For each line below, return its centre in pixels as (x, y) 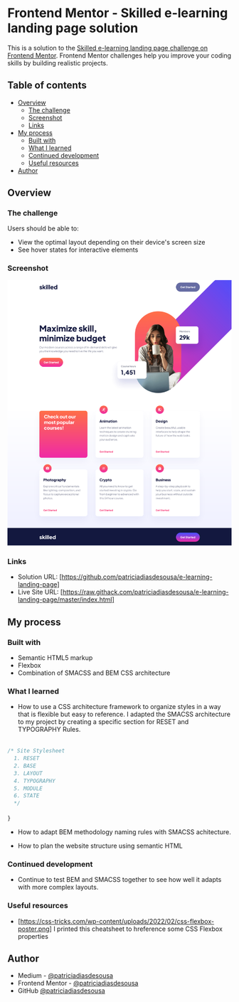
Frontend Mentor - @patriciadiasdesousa (78, 984)
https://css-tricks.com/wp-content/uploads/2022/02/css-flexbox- (117, 921)
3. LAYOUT (28, 773)
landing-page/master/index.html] (66, 599)
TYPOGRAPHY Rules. (49, 730)
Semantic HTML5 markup (55, 658)
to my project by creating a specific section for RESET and (103, 722)
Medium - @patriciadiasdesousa (65, 976)
